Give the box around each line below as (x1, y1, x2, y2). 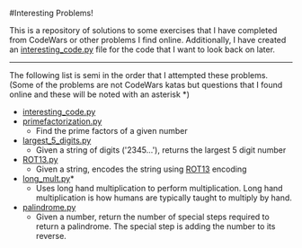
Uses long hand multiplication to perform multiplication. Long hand (35, 183, 283, 193)
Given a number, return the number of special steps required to (35, 211, 270, 222)
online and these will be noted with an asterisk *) (9, 89, 191, 100)
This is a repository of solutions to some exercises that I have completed (9, 25, 278, 35)
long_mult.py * (22, 173, 75, 183)
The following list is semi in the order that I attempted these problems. (9, 70, 268, 80)
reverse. (35, 231, 67, 241)
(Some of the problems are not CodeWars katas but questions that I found (9, 80, 283, 90)
